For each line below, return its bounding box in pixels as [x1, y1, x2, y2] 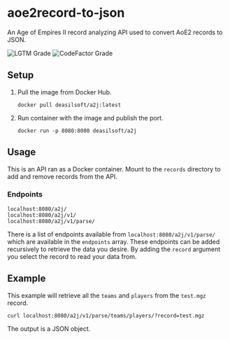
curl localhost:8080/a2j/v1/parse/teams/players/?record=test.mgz [7, 312, 205, 319]
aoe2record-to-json [7, 5, 125, 21]
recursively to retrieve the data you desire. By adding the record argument [7, 245, 221, 253]
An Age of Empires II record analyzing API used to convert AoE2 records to [7, 28, 223, 36]
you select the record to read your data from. [7, 252, 137, 260]
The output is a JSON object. [7, 324, 91, 333]
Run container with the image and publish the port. [17, 113, 164, 122]
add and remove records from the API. [7, 172, 117, 180]
